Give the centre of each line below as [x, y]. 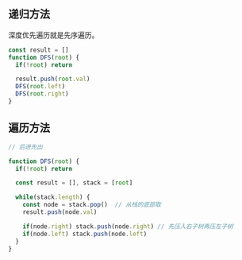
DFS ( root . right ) [42, 94]
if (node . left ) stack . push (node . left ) [85, 234]
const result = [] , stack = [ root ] [74, 183]
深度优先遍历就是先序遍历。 [54, 35]
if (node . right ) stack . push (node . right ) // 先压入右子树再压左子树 [128, 226]
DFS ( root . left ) [40, 87]
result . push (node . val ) [60, 212]
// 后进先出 [26, 147]
